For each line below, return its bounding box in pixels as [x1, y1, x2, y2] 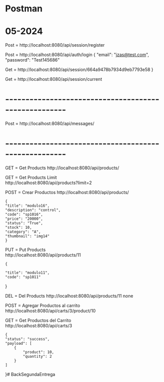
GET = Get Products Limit [5, 175, 57, 180]
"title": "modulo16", [5, 203, 50, 208]
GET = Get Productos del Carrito [5, 318, 71, 323]
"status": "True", [5, 221, 43, 226]
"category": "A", [5, 229, 41, 234]
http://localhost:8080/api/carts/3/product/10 [5, 308, 96, 314]
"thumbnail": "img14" [5, 234, 50, 239]
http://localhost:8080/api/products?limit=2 [5, 180, 92, 186]
